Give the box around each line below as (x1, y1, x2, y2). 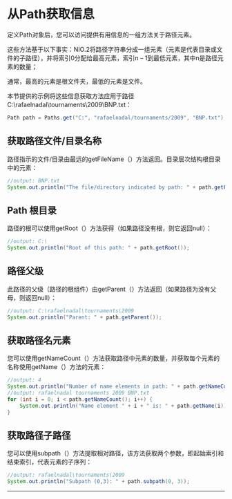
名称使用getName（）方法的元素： (7, 363, 106, 371)
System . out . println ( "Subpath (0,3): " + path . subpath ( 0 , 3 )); (7, 478, 190, 485)
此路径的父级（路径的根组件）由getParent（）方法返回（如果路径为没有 (7, 285, 211, 293)
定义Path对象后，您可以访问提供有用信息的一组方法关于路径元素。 (7, 30, 195, 39)
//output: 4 (7, 377, 41, 384)
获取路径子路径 (7, 429, 71, 441)
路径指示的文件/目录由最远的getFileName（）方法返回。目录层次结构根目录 (7, 155, 221, 163)
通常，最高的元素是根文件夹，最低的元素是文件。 (7, 77, 146, 85)
